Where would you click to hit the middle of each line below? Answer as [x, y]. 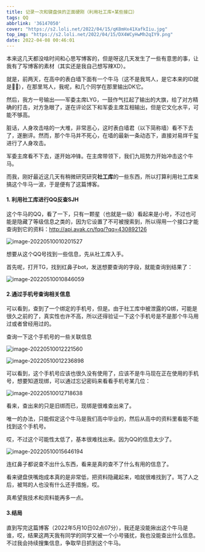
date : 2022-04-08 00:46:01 [41, 40]
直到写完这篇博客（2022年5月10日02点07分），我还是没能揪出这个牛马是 [97, 528]
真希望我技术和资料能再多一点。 [46, 498]
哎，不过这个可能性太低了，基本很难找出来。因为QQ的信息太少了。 [91, 439]
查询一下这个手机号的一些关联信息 [49, 337]
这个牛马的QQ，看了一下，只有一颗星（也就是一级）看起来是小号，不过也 [99, 214]
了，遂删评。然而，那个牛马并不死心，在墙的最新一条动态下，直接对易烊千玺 [103, 135]
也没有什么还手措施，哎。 [70, 485]
